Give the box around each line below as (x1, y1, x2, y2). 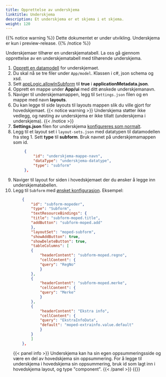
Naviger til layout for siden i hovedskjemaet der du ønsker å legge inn (12, 176, 156, 182)
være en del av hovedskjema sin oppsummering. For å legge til (12, 355, 142, 361)
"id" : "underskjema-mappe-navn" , (33, 153, 103, 159)
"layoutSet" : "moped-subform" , (31, 229, 96, 234)
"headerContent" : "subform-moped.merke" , (39, 280, 127, 285)
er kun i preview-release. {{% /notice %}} (5, 40, 91, 46)
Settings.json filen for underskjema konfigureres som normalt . (12, 123, 142, 129)
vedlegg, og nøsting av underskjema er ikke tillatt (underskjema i (12, 113, 146, 119)
